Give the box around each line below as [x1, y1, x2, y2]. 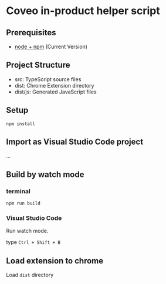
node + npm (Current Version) [14, 43, 88, 50]
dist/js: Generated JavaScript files [14, 88, 97, 95]
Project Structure [6, 60, 70, 70]
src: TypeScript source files [14, 75, 82, 83]
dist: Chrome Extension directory [14, 82, 94, 89]
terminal [6, 187, 31, 195]
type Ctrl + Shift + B [6, 239, 60, 246]
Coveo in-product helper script [6, 4, 160, 18]
